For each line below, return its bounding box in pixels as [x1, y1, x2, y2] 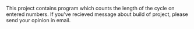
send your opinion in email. [6, 17, 71, 23]
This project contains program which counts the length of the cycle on [6, 5, 175, 11]
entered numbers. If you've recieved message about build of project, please [6, 11, 188, 18]
